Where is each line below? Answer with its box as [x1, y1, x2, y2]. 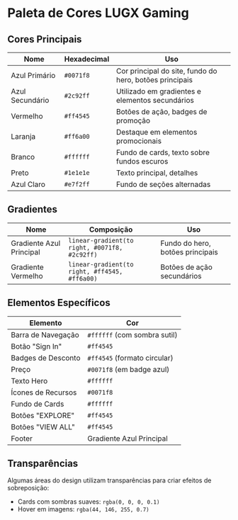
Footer [11, 434, 33, 443]
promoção [115, 115, 151, 125]
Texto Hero [11, 375, 48, 385]
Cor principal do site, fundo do [115, 66, 217, 76]
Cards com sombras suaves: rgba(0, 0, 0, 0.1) [17, 497, 160, 506]
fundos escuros [115, 157, 169, 166]
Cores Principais [7, 33, 82, 45]
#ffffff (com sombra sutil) [87, 329, 178, 339]
